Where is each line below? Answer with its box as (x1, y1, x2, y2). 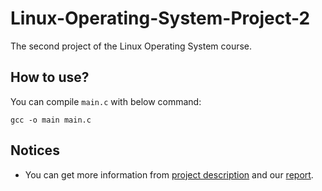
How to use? (10, 69, 90, 86)
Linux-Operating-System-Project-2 (10, 7, 311, 30)
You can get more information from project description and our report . (24, 168, 314, 181)
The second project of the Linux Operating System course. (10, 40, 253, 52)
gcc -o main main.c (10, 115, 92, 125)
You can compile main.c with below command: (10, 95, 202, 107)
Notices (10, 142, 60, 159)
